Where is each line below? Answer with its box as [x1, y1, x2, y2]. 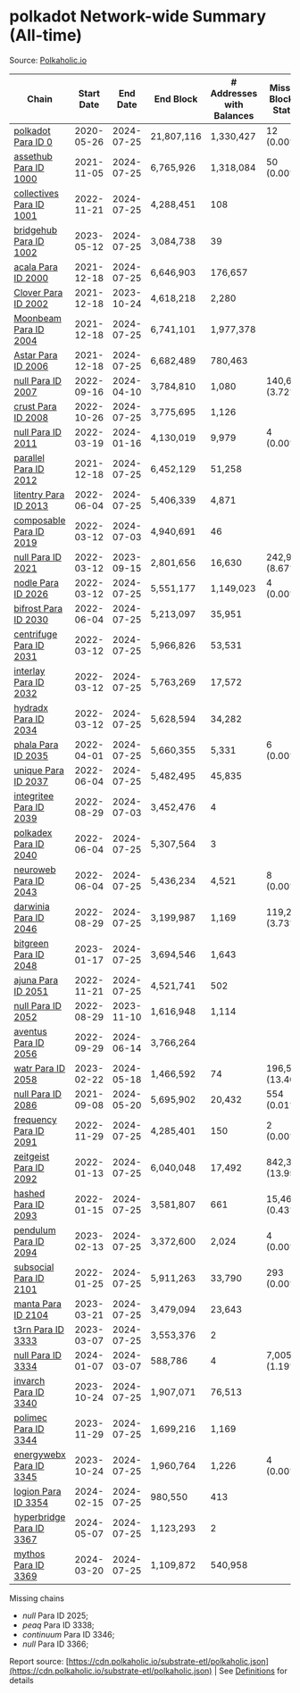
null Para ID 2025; [21, 1610, 89, 1621]
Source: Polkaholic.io [9, 54, 87, 65]
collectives [13, 187, 60, 199]
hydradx [13, 701, 49, 713]
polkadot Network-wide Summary [9, 6, 266, 27]
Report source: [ [9, 1655, 70, 1666]
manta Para [13, 1297, 62, 1310]
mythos [13, 1547, 46, 1560]
